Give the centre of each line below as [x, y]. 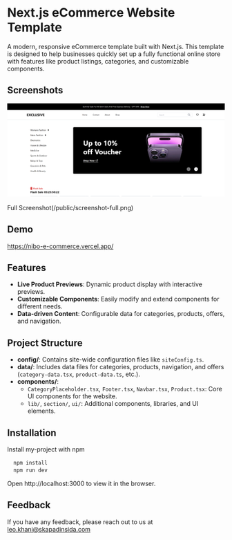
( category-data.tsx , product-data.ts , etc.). [78, 374]
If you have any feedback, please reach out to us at [80, 522]
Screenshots [35, 90]
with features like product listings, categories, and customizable [98, 61]
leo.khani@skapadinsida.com [49, 529]
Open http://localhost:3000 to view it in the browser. [81, 483]
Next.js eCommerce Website [91, 13]
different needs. [40, 306]
